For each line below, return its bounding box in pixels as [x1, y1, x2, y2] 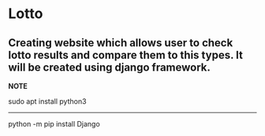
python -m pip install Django [8, 119, 100, 128]
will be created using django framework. [8, 61, 211, 74]
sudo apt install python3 [8, 97, 87, 106]
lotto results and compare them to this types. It [8, 48, 243, 61]
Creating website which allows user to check [8, 36, 233, 50]
